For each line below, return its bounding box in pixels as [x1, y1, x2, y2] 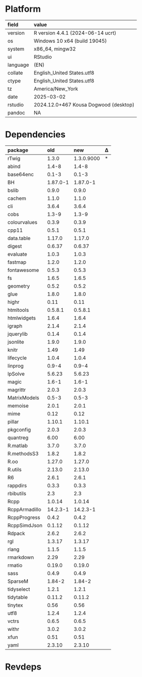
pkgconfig [7, 426, 31, 433]
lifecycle [7, 354, 27, 361]
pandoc [7, 109, 25, 116]
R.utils [7, 466, 22, 473]
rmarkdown [7, 554, 34, 561]
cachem [7, 195, 26, 202]
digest [7, 243, 22, 249]
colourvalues [7, 218, 38, 225]
